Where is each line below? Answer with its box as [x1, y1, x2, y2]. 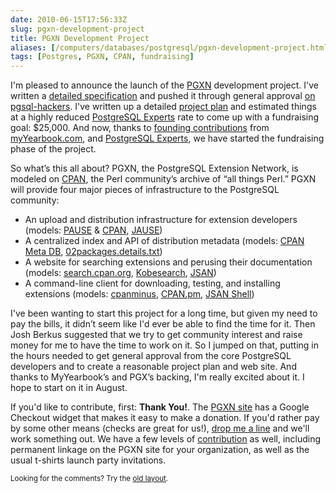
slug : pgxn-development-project [10, 24, 145, 34]
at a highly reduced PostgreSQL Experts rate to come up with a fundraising [10, 111, 320, 123]
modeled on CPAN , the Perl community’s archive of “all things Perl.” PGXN [10, 173, 317, 185]
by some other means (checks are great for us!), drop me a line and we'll [10, 422, 310, 435]
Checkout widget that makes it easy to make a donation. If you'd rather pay [10, 412, 320, 424]
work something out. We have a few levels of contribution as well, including [10, 433, 322, 445]
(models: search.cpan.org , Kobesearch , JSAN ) [24, 267, 217, 279]
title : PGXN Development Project [10, 33, 150, 43]
